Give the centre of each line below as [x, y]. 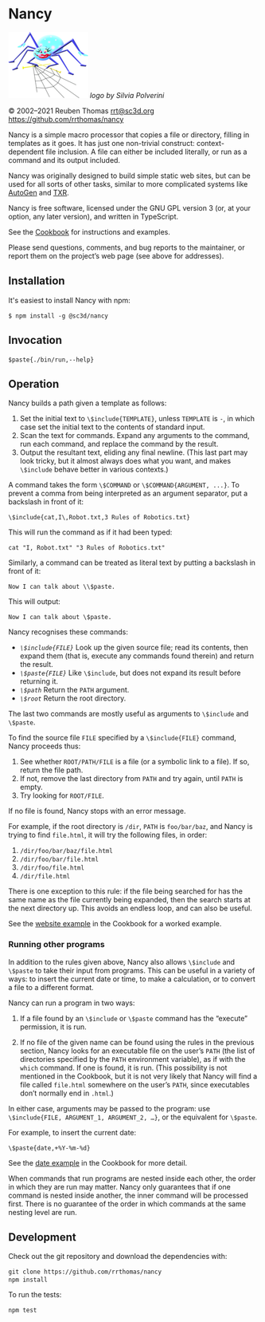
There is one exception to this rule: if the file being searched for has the [125, 891]
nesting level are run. [43, 1212]
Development [43, 1237]
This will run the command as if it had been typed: [90, 532]
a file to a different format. [51, 987]
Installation [37, 281]
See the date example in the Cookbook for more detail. [98, 1162]
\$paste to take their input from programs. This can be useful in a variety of [132, 970]
